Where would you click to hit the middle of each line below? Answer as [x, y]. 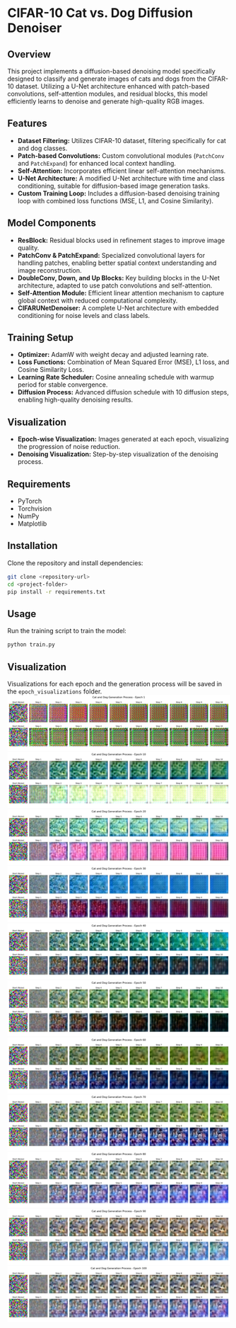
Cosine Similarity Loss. [51, 370]
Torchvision [34, 509]
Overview [29, 54]
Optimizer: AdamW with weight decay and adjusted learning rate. [113, 355]
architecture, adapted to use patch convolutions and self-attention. [115, 285]
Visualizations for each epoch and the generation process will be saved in [115, 684]
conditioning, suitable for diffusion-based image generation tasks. [113, 186]
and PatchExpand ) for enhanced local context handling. [97, 163]
